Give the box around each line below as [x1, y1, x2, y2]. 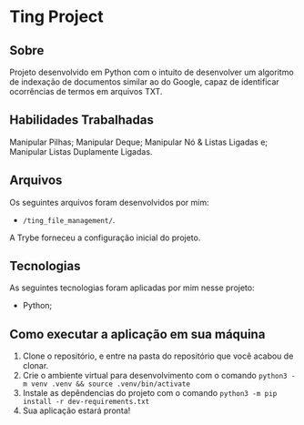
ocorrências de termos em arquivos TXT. [9, 86, 163, 96]
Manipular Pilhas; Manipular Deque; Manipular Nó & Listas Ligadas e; [9, 137, 269, 147]
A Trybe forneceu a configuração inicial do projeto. [9, 232, 201, 243]
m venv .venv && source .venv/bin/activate [22, 379, 191, 389]
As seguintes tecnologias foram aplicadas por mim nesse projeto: [9, 282, 255, 293]
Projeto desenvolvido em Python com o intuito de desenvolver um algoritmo [9, 66, 294, 77]
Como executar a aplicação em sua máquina [9, 326, 266, 342]
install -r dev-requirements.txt [22, 398, 150, 407]
